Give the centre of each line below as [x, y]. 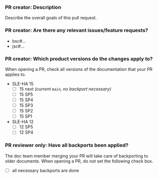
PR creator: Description [33, 7]
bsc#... [19, 41]
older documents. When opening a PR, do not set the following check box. [79, 161]
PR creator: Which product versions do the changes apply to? [79, 59]
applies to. [16, 74]
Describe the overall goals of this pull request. [51, 18]
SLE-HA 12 [23, 122]
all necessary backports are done [45, 170]
